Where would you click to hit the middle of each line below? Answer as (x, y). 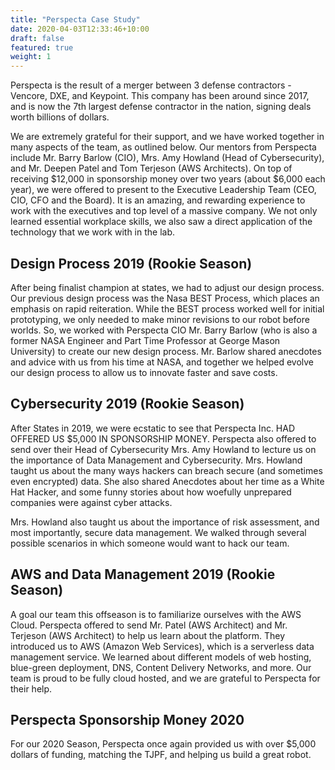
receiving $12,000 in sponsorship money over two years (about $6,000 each (168, 179)
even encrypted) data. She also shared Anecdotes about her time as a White (167, 481)
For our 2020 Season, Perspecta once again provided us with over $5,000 (163, 744)
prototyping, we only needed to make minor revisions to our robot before (160, 319)
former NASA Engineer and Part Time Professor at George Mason (145, 340)
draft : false (37, 38)
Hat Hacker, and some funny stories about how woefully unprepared (151, 492)
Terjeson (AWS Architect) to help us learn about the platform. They (147, 635)
